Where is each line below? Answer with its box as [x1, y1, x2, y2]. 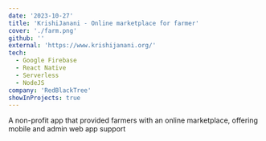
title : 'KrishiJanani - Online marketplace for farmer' [8, 19, 199, 27]
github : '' [8, 34, 45, 42]
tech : [8, 49, 27, 57]
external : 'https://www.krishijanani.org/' [8, 42, 157, 50]
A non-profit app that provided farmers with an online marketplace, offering [8, 115, 259, 125]
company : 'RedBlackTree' [8, 86, 92, 95]
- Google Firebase [15, 57, 78, 65]
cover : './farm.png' [8, 26, 78, 34]
